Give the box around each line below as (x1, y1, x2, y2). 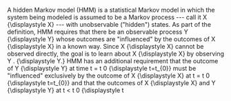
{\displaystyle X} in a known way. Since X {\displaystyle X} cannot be (7, 43, 204, 50)
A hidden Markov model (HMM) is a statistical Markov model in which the (7, 6, 215, 14)
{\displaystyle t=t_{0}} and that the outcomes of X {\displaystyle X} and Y (7, 79, 216, 87)
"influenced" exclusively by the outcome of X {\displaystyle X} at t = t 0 (7, 71, 210, 80)
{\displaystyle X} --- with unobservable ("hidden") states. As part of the (7, 21, 212, 28)
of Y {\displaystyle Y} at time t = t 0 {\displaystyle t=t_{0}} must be (7, 65, 197, 72)
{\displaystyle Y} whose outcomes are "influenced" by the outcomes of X (7, 35, 216, 43)
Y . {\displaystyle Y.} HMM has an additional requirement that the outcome (7, 57, 219, 65)
